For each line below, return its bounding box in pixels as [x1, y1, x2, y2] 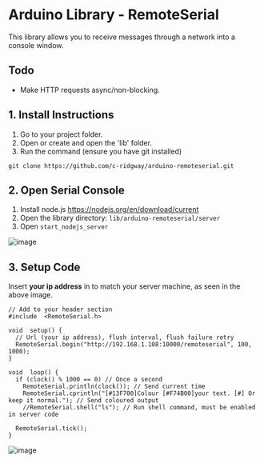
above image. [8, 290, 54, 300]
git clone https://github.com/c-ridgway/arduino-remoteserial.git [8, 162, 234, 170]
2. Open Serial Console [8, 183, 126, 197]
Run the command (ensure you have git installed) [19, 146, 182, 156]
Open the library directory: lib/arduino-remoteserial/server [19, 214, 221, 223]
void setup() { [8, 326, 62, 335]
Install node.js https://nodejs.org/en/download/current [19, 205, 199, 214]
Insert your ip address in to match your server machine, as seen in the [8, 281, 241, 291]
